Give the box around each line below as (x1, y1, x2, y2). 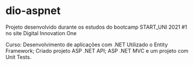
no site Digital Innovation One (5, 29, 77, 36)
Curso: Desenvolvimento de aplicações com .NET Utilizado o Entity (5, 41, 168, 48)
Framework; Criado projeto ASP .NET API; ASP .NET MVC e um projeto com (5, 47, 189, 54)
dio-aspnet (5, 4, 61, 18)
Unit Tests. (5, 53, 32, 60)
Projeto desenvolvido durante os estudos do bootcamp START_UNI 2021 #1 (5, 23, 188, 30)
